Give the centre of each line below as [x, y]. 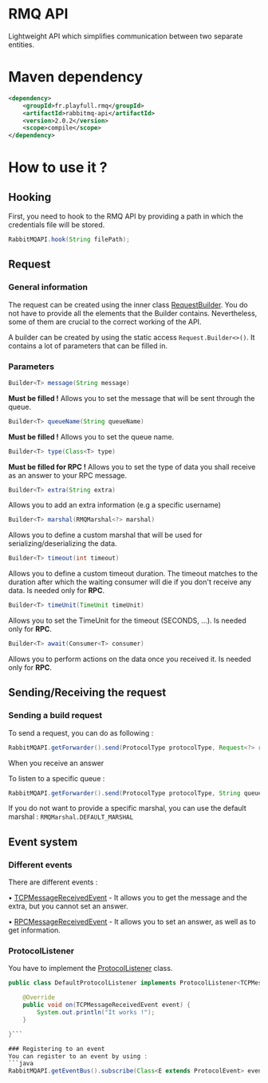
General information [48, 287]
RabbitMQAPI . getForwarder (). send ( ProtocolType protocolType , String [124, 793]
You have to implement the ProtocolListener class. [91, 969]
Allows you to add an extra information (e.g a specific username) [115, 505]
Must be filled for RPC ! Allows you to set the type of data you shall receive [132, 467]
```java [21, 1064]
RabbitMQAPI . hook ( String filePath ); [69, 240]
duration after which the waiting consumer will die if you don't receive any [130, 582]
